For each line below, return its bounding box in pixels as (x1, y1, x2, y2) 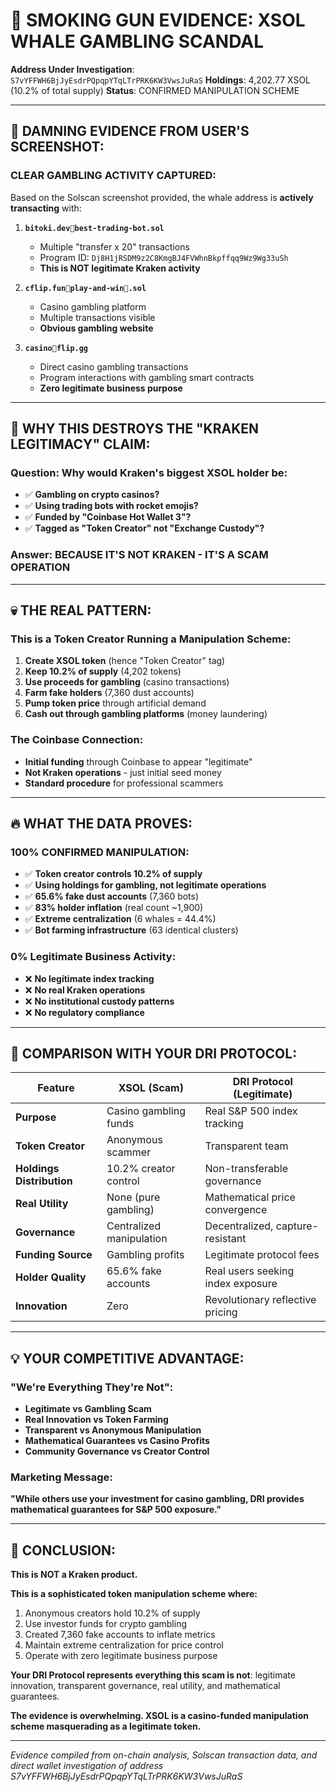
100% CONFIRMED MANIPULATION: (10, 845, 190, 859)
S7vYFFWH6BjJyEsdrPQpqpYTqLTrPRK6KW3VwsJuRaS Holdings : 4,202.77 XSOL (10, 74, 312, 86)
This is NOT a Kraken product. (10, 1569, 138, 1581)
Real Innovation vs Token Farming (24, 1414, 169, 1426)
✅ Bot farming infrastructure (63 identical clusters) (24, 924, 239, 936)
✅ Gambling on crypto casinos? (24, 489, 160, 501)
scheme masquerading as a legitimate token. (10, 1720, 202, 1733)
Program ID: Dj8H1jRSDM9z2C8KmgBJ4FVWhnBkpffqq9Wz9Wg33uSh (39, 251, 289, 263)
